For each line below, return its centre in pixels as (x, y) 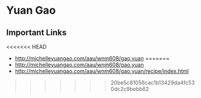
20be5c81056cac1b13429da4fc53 (153, 82)
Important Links (37, 33)
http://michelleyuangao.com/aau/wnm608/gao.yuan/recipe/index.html (102, 71)
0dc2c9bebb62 (130, 89)
